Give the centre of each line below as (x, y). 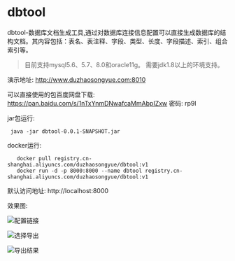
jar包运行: (21, 118)
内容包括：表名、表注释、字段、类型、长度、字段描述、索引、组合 (133, 41)
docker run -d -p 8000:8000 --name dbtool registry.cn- (100, 171)
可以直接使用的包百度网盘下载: (51, 94)
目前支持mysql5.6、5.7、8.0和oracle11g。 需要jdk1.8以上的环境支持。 (124, 64)
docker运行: (24, 145)
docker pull (34, 158)
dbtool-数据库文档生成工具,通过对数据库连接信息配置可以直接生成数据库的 (114, 32)
